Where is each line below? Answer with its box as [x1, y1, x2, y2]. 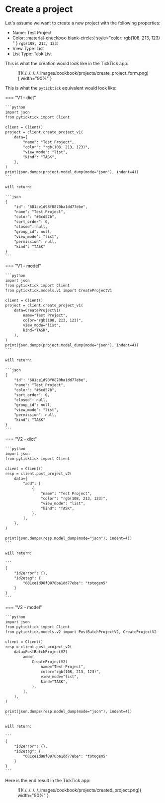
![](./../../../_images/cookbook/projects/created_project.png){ [17, 787, 142, 793]
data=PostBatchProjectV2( [14, 649, 68, 654]
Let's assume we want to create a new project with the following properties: [5, 20, 161, 26]
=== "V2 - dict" [5, 436, 37, 442]
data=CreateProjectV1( [14, 307, 61, 313]
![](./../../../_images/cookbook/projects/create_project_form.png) [17, 70, 149, 76]
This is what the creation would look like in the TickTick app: [5, 60, 129, 66]
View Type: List [12, 45, 44, 51]
